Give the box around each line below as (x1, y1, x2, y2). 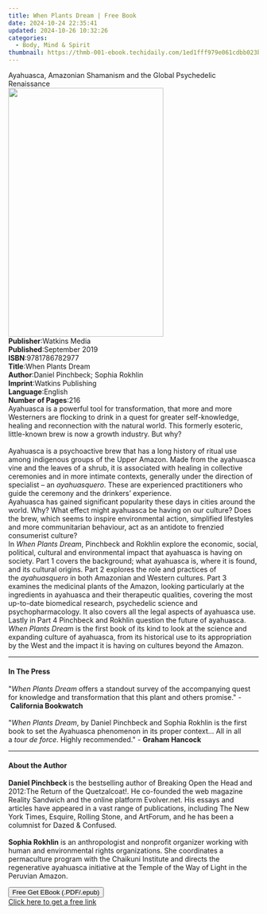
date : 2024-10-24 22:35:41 (8, 19, 98, 27)
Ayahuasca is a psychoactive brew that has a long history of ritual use (8, 447, 237, 455)
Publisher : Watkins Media (8, 336, 91, 346)
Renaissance (8, 79, 50, 88)
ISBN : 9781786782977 (8, 353, 79, 362)
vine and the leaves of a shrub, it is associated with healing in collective (8, 463, 243, 472)
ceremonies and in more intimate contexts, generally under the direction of (8, 471, 253, 481)
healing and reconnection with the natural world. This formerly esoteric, (8, 421, 243, 430)
